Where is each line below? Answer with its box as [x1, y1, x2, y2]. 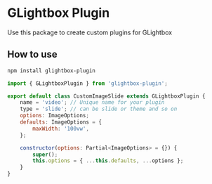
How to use [7, 48, 58, 60]
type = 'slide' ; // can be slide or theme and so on [20, 105, 178, 113]
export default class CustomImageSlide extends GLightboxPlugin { [7, 93, 206, 100]
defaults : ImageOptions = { [20, 119, 102, 126]
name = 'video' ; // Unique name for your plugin [20, 99, 165, 106]
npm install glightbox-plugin [7, 67, 96, 74]
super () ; [32, 151, 58, 158]
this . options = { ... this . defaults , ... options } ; [32, 157, 184, 164]
